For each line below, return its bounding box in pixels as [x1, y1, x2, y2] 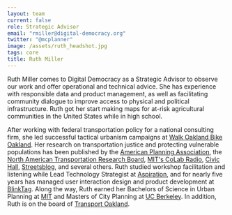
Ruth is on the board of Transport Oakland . [7, 200, 130, 208]
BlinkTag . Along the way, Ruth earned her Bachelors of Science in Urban [7, 184, 215, 193]
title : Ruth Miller [7, 56, 64, 63]
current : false [7, 17, 52, 24]
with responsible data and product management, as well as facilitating [7, 89, 208, 98]
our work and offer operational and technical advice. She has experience [7, 82, 217, 91]
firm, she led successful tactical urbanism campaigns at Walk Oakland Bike [7, 133, 223, 141]
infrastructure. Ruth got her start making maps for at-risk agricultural [7, 104, 204, 112]
